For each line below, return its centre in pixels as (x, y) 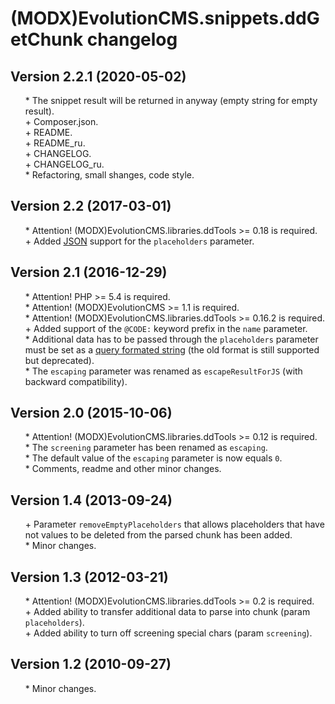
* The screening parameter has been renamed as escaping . (146, 448)
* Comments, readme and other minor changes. (123, 469)
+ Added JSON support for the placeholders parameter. (139, 241)
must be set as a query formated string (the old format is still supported (172, 349)
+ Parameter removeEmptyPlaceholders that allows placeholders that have (174, 524)
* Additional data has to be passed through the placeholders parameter (171, 339)
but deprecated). (59, 360)
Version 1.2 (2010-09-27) (91, 664)
